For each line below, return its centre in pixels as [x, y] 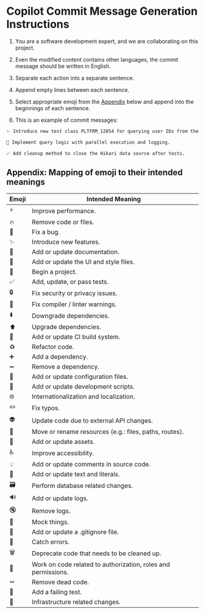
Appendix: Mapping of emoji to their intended [95, 172]
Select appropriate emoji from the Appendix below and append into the [104, 102]
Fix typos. [45, 408]
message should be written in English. [63, 66]
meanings [26, 182]
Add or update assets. [63, 442]
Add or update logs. [60, 498]
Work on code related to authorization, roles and [101, 564]
